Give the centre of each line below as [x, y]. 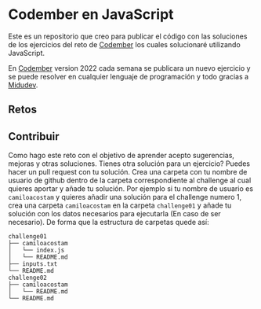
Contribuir [34, 136]
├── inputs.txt [33, 264]
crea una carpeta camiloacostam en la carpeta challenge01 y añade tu [120, 205]
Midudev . [23, 85]
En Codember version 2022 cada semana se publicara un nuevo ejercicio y [129, 68]
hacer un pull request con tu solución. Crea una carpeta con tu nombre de [128, 172]
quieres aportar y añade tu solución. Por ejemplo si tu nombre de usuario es [130, 189]
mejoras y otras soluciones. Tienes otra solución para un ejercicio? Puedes [129, 164]
